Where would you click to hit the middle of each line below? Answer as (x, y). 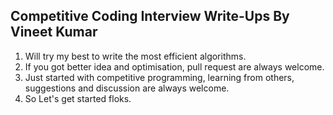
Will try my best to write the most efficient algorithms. (135, 56)
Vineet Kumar (54, 32)
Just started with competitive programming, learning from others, (159, 77)
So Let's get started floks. (78, 98)
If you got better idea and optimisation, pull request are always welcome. (174, 66)
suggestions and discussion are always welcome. (127, 88)
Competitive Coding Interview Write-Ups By (150, 16)
